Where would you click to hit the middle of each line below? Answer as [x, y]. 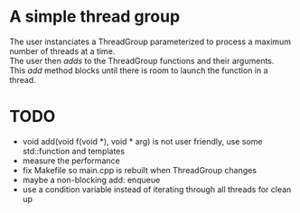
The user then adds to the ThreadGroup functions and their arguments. [142, 60]
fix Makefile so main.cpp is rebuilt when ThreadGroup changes [140, 170]
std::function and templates [73, 151]
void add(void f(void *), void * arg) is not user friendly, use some [142, 141]
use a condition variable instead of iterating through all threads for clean [157, 189]
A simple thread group [95, 17]
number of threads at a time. [62, 51]
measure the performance [71, 161]
